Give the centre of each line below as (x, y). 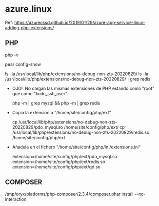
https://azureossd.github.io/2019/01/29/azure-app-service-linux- (80, 22)
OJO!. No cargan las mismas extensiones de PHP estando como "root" (83, 88)
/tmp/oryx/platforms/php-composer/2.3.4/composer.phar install (69, 194)
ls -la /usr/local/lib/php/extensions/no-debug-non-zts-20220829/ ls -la (77, 74)
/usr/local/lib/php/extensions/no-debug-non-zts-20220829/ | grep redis (78, 79)
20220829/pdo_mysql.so (38, 127)
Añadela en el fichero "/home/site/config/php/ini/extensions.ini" (76, 147)
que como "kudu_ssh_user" (40, 93)
